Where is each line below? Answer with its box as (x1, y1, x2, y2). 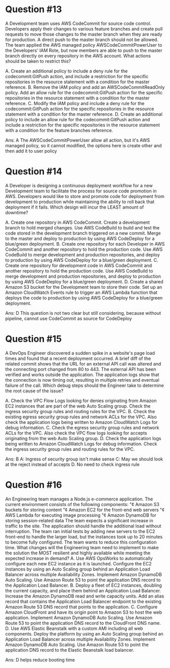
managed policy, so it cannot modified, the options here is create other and (5, 142, 162, 148)
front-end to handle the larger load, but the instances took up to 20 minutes (5, 533, 163, 540)
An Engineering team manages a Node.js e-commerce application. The (5, 496, 153, 502)
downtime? (5, 209, 28, 215)
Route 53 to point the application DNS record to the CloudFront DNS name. (5, 620, 161, 626)
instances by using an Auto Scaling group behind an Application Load (5, 566, 150, 572)
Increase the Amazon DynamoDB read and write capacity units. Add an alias (5, 593, 164, 599)
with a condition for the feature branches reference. (5, 127, 113, 133)
